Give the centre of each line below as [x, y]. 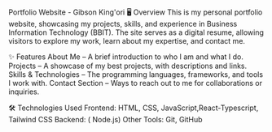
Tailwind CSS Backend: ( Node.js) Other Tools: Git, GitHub [105, 119]
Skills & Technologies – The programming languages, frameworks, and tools [136, 75]
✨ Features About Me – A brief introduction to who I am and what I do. [126, 57]
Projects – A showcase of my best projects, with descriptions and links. [128, 66]
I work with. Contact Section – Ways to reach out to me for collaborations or [136, 83]
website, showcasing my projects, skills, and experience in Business [123, 24]
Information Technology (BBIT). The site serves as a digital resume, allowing [136, 32]
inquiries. [24, 92]
